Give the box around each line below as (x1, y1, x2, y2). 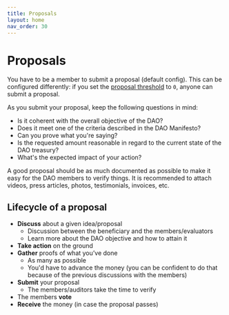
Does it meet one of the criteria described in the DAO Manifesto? (17, 124, 201, 132)
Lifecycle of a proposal (7, 201, 108, 213)
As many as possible (27, 256, 87, 265)
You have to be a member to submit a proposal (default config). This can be (7, 75, 222, 83)
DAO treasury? (17, 146, 59, 154)
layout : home (7, 17, 45, 23)
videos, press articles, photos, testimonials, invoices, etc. (7, 181, 170, 190)
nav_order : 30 (7, 23, 48, 30)
